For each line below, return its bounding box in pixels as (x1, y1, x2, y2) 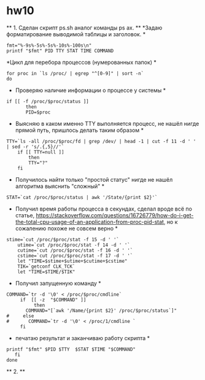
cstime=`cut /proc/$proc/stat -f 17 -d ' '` (17, 252, 133, 258)
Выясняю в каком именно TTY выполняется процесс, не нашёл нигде (15, 120, 199, 127)
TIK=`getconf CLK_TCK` (17, 263, 75, 269)
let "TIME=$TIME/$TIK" (17, 268, 75, 275)
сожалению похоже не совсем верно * (15, 225, 118, 232)
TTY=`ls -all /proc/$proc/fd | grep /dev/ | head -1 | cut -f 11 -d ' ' (6, 138, 196, 144)
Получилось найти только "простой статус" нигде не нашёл (15, 176, 173, 183)
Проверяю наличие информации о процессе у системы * (15, 87, 166, 94)
